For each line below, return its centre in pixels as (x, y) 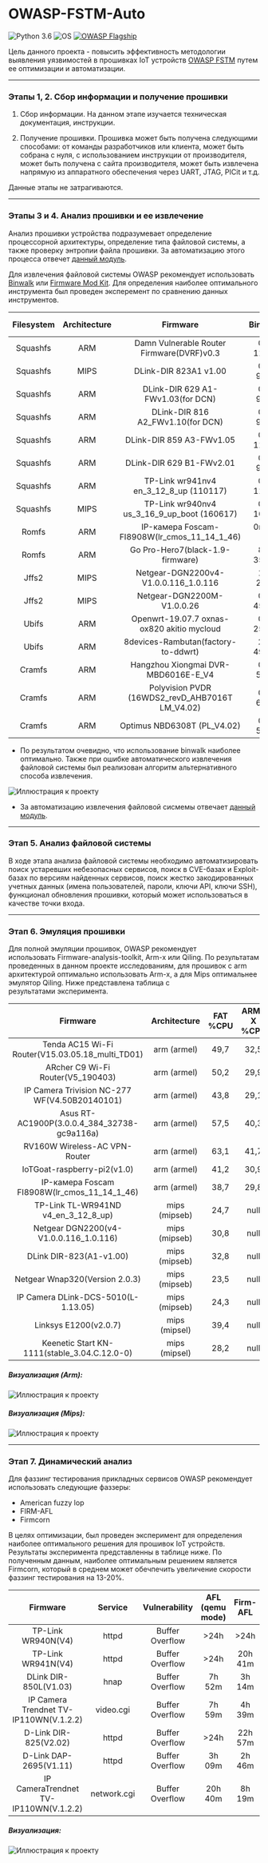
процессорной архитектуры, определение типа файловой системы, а (127, 241)
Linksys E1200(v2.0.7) (78, 1325)
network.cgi (113, 1793)
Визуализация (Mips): (47, 1413)
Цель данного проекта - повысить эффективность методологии (117, 51)
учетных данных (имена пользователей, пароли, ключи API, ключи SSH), (133, 886)
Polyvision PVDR (180, 687)
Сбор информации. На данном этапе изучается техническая (123, 114)
